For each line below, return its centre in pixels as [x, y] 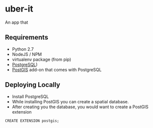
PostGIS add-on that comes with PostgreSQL [57, 70]
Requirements [27, 37]
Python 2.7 [23, 49]
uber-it [19, 9]
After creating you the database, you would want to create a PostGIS [80, 107]
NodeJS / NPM [27, 54]
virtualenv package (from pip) [42, 59]
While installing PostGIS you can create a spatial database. [70, 101]
